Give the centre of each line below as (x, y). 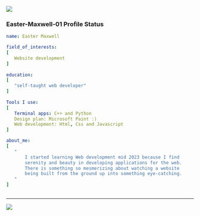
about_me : (18, 141)
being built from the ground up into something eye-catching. (104, 174)
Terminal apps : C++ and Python (53, 113)
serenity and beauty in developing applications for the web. (104, 163)
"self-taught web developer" (50, 86)
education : (20, 75)
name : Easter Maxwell (33, 36)
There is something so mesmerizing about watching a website (102, 168)
